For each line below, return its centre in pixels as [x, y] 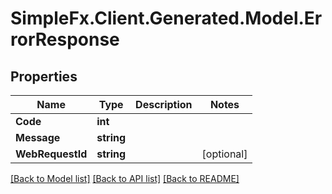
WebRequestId [51, 154]
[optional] [224, 154]
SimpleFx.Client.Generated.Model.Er [166, 18]
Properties [44, 76]
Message [38, 137]
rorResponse [65, 39]
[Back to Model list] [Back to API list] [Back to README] [125, 178]
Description [164, 104]
